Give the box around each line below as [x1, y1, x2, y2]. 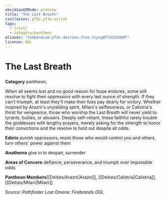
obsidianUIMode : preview [5, 7, 56, 12]
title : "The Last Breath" [5, 12, 58, 17]
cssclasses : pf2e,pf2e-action [5, 16, 68, 21]
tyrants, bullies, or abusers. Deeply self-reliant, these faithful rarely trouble [5, 115, 158, 121]
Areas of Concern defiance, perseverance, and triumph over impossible [5, 159, 153, 165]
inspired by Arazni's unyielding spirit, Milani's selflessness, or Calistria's [5, 104, 152, 110]
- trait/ [9, 26, 28, 31]
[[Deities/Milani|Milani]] [5, 179, 53, 185]
